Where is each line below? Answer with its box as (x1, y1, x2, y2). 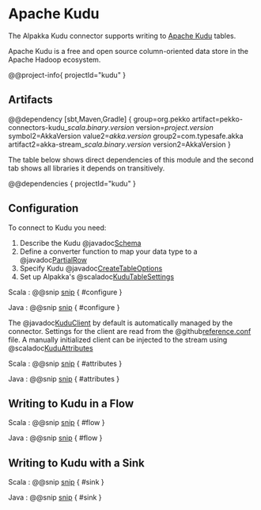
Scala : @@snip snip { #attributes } (8, 359, 123, 368)
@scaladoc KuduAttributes (8, 343, 93, 353)
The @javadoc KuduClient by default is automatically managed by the (8, 318, 233, 328)
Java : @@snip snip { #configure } (8, 302, 120, 312)
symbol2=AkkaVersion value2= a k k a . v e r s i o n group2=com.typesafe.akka (8, 131, 244, 140)
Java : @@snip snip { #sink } (8, 493, 102, 502)
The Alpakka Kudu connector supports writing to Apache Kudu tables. (8, 31, 236, 40)
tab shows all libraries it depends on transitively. (8, 163, 165, 173)
